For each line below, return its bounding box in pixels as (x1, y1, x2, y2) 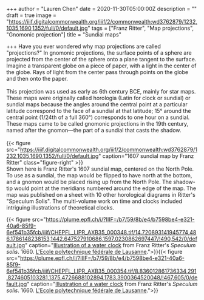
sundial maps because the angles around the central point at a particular (6, 101, 188, 108)
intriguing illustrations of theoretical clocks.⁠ (6, 204, 114, 211)
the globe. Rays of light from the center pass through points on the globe (6, 69, 189, 75)
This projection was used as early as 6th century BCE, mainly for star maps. (6, 88, 196, 95)
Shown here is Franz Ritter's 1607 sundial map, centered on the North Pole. (6, 165, 194, 172)
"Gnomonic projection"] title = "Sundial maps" (6, 31, 121, 38)
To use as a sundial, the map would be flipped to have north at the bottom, (6, 172, 192, 179)
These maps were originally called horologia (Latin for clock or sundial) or (6, 94, 191, 101)
